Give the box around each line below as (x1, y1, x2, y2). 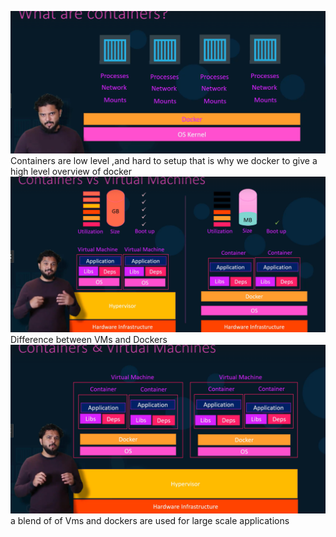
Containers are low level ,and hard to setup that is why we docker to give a (10, 154, 318, 166)
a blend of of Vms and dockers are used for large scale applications (10, 514, 290, 526)
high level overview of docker (10, 165, 133, 177)
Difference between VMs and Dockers (10, 333, 168, 345)
